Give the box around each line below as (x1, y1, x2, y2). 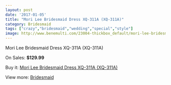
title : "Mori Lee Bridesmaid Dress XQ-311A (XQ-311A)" (5, 17, 124, 22)
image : (5, 31, 19, 36)
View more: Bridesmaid (5, 74, 54, 80)
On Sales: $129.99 (5, 55, 45, 61)
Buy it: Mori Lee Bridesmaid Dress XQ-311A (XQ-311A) (5, 64, 118, 70)
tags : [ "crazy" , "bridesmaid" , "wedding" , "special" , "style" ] (5, 26, 133, 31)
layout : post (5, 7, 33, 13)
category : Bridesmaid (5, 21, 51, 27)
